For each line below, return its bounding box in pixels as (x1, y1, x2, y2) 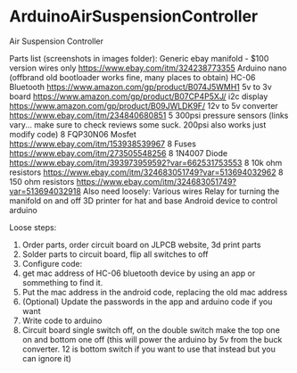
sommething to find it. (21, 277, 103, 287)
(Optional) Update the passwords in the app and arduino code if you (21, 296, 273, 307)
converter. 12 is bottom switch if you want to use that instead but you (21, 344, 276, 354)
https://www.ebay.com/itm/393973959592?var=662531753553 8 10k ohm (9, 157, 283, 168)
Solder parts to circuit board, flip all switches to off (21, 248, 209, 260)
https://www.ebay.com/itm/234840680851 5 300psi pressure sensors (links (9, 110, 289, 120)
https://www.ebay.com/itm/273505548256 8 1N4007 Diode (9, 147, 228, 158)
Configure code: (21, 258, 83, 269)
